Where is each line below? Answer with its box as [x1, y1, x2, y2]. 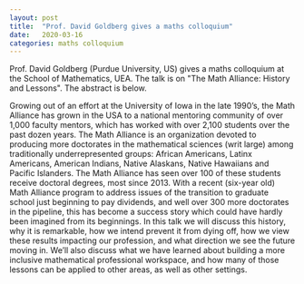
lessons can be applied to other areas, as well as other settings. [9, 264, 248, 275]
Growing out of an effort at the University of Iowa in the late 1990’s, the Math [9, 101, 296, 112]
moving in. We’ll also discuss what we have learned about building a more [9, 245, 286, 256]
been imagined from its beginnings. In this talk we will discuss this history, [9, 216, 286, 227]
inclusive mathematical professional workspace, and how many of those [9, 255, 279, 266]
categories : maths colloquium [9, 38, 124, 48]
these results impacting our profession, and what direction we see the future [9, 235, 296, 246]
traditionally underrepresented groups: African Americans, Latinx [9, 149, 252, 160]
